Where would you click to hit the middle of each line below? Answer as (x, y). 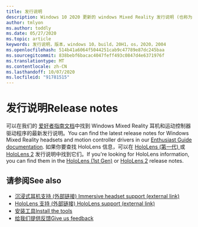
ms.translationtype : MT (35, 61)
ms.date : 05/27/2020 (32, 34)
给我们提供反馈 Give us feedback (54, 218)
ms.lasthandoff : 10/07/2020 (41, 72)
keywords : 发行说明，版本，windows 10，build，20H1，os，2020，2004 (86, 45)
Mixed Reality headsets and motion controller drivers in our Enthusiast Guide (99, 140)
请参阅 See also (34, 181)
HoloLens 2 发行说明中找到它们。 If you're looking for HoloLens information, (98, 154)
